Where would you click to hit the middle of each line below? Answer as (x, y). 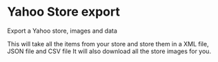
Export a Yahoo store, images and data (62, 31)
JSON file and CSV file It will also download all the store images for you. (109, 51)
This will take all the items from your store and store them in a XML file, (108, 44)
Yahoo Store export (64, 12)
